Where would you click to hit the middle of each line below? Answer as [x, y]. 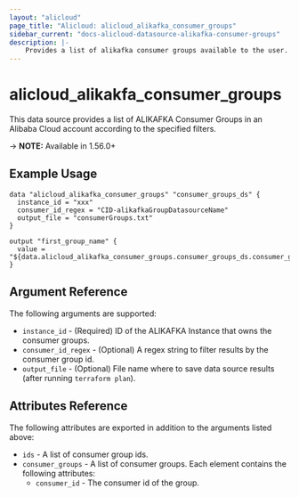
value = [32, 249]
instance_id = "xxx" [55, 202]
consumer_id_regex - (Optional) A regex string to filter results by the [145, 349]
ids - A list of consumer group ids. [85, 454]
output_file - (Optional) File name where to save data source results [148, 368]
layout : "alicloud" [45, 17]
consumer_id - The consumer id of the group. [117, 483]
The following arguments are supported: [83, 314]
